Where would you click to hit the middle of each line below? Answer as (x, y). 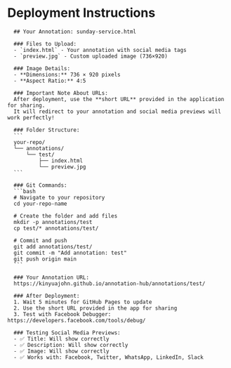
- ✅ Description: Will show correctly (71, 345)
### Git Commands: (41, 185)
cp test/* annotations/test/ (56, 228)
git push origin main (45, 259)
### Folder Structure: (47, 130)
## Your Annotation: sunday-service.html (75, 32)
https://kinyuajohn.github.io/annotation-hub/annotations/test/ (110, 283)
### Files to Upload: (45, 44)
